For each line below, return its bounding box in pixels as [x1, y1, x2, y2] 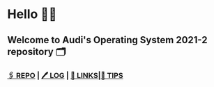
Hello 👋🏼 [7, 6, 57, 22]
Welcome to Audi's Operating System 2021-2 [7, 34, 208, 46]
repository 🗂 [7, 45, 66, 58]
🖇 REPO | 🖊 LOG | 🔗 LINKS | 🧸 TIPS [7, 70, 123, 80]
